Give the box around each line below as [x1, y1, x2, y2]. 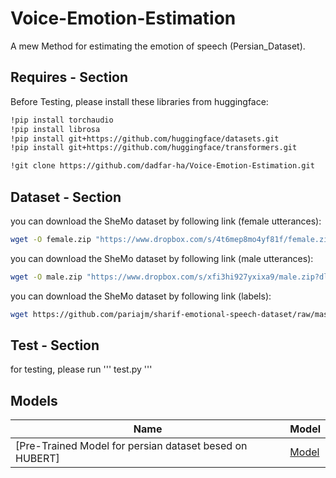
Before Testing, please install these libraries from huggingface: [10, 95, 269, 107]
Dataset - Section [10, 188, 122, 206]
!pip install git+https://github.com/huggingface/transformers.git [10, 143, 298, 153]
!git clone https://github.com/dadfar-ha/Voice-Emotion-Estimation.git [10, 161, 315, 171]
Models [10, 392, 58, 409]
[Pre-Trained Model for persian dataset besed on [15, 439, 248, 453]
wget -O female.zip [10, 234, 92, 244]
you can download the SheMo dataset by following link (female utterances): [10, 215, 322, 227]
